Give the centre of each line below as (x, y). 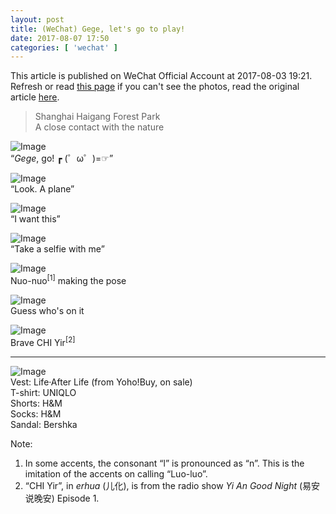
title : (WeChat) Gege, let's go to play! (98, 29)
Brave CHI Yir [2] (43, 341)
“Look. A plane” (42, 189)
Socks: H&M (36, 413)
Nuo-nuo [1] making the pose (68, 279)
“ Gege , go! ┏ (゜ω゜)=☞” (62, 158)
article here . (35, 97)
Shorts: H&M (36, 403)
